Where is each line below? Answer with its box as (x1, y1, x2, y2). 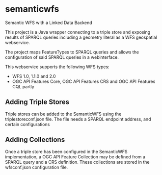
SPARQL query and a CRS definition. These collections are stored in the (5, 159, 150, 165)
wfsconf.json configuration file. (5, 164, 68, 170)
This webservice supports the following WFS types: (5, 64, 109, 70)
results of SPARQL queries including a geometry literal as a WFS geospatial (5, 34, 157, 40)
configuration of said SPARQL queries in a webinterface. (5, 54, 119, 60)
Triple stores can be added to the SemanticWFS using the (5, 111, 122, 117)
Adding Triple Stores (5, 98, 70, 106)
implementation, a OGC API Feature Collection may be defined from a (5, 153, 146, 160)
